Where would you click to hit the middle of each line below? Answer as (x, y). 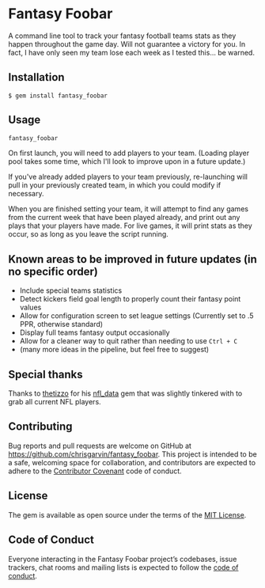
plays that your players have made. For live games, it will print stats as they (131, 226)
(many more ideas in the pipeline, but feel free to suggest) (114, 350)
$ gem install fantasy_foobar (58, 96)
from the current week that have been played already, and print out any (124, 218)
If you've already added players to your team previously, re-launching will (128, 177)
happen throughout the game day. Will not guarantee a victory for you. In (127, 44)
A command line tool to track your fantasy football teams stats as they (122, 36)
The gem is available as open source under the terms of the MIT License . (127, 514)
